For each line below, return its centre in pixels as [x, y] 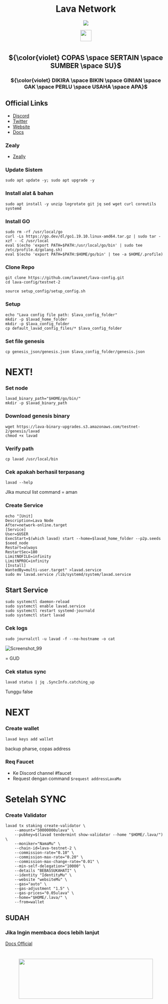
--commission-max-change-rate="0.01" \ [57, 862]
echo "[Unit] [19, 516]
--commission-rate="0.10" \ [44, 853]
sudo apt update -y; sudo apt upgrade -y [50, 180]
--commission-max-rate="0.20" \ [49, 857]
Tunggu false [19, 692]
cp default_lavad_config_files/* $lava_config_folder [64, 328]
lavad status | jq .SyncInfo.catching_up [50, 682]
